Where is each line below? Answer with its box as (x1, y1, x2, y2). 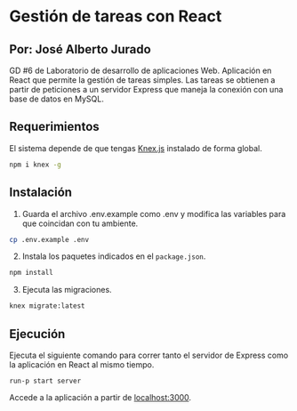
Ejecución (9, 326, 66, 342)
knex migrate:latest (9, 302, 86, 310)
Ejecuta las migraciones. (21, 285, 113, 295)
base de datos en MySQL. (9, 93, 104, 104)
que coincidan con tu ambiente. (21, 218, 139, 229)
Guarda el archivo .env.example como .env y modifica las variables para (21, 208, 286, 219)
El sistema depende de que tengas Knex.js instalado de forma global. (9, 142, 262, 153)
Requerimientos (9, 119, 100, 134)
